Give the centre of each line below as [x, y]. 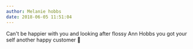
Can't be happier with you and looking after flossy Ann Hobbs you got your [97, 33]
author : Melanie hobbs [34, 11]
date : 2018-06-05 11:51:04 [39, 17]
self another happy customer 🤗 [43, 40]
